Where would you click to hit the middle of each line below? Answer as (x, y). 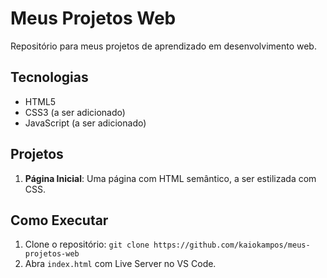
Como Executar (59, 220)
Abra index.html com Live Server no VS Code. (120, 264)
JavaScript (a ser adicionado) (85, 123)
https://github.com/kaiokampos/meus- (232, 245)
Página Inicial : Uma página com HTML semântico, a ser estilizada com (170, 178)
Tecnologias (49, 77)
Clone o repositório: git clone (87, 244)
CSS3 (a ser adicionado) (75, 112)
